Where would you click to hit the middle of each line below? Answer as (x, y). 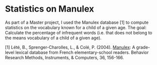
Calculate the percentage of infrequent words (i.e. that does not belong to (79, 32)
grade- (143, 47)
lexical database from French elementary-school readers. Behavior (82, 52)
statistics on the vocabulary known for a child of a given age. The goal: (76, 27)
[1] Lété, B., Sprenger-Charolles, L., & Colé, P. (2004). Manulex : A (70, 47)
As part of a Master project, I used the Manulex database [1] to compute (77, 22)
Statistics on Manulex (50, 9)
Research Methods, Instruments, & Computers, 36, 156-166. (65, 57)
